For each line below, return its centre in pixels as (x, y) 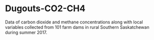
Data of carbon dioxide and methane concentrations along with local (74, 22)
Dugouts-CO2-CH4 (45, 9)
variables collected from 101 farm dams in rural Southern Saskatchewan (77, 27)
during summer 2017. (26, 32)
